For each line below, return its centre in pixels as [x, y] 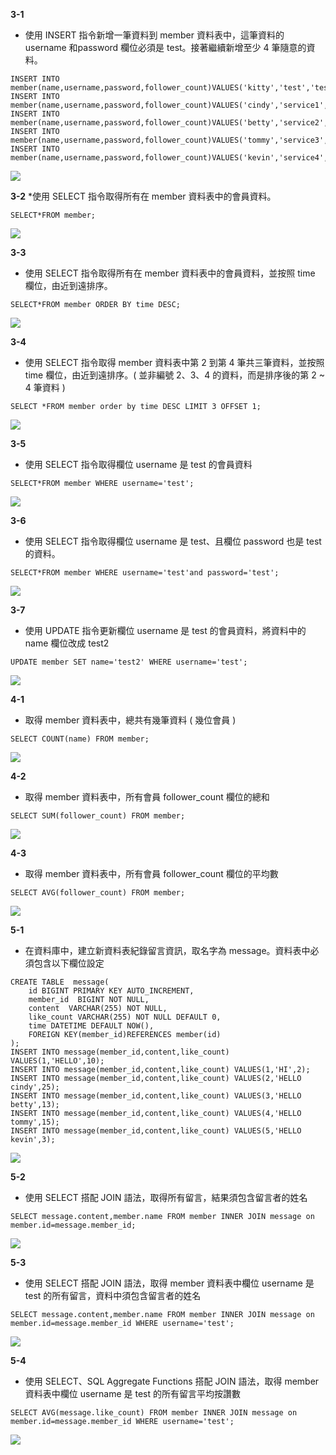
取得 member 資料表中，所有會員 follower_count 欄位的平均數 [151, 873]
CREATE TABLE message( [60, 982]
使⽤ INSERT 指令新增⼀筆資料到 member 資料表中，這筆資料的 [154, 35]
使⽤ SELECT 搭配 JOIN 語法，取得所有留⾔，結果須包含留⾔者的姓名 [166, 1197]
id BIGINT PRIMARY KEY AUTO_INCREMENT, [111, 991]
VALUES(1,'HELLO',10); [57, 1061]
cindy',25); [35, 1087]
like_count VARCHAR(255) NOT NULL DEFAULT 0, [125, 1017]
